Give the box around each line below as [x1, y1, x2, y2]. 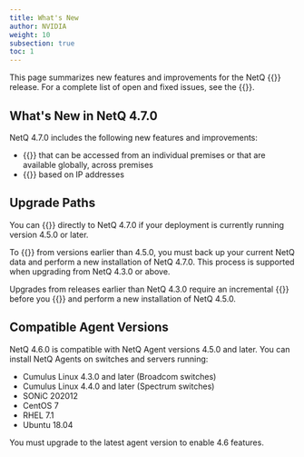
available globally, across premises [22, 159, 154, 170]
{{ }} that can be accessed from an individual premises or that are [22, 149, 266, 160]
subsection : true [9, 38, 75, 48]
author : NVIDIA [9, 22, 67, 31]
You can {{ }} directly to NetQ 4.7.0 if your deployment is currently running [9, 219, 284, 230]
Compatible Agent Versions [9, 320, 170, 335]
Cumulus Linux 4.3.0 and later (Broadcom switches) [22, 371, 217, 382]
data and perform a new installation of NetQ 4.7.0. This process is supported [9, 256, 295, 267]
